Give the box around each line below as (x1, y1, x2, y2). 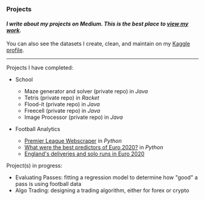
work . (6, 26, 22, 34)
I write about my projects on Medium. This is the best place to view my (6, 20, 189, 27)
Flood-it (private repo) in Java (24, 101, 100, 108)
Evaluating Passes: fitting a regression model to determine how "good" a (15, 174, 198, 181)
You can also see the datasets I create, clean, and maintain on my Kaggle (6, 40, 190, 48)
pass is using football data (15, 180, 82, 188)
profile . (6, 46, 24, 54)
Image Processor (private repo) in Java (24, 113, 123, 121)
